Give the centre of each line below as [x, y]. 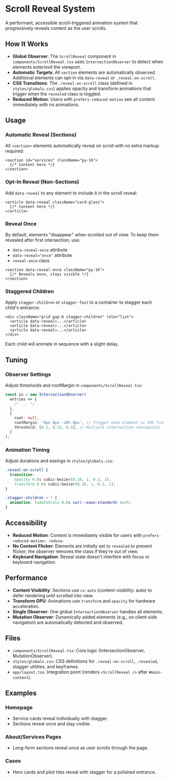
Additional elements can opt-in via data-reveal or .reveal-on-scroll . [84, 78]
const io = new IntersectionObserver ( [46, 395]
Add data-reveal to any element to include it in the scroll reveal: [71, 193]
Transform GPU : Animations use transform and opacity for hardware [84, 601]
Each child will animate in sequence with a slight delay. [62, 344]
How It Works [27, 44]
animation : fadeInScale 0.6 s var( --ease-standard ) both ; [71, 503]
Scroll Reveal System [50, 9]
